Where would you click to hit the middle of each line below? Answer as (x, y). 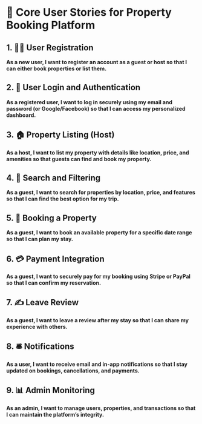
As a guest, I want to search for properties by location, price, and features (101, 193)
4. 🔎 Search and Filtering (54, 178)
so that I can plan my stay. (40, 239)
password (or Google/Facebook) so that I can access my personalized (96, 108)
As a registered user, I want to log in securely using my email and (90, 102)
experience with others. (37, 326)
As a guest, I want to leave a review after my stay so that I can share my (98, 320)
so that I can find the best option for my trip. (63, 199)
